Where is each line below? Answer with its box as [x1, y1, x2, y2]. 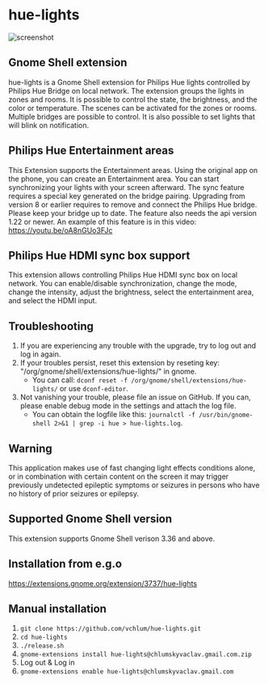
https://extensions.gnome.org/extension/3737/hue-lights [8, 578, 198, 588]
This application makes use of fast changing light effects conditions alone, [8, 463, 256, 472]
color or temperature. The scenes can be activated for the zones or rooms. [8, 103, 258, 112]
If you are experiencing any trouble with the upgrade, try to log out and [19, 341, 257, 351]
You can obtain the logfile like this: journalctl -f [31, 410, 196, 420]
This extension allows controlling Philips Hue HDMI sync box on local [8, 270, 238, 280]
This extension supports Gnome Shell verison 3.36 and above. [8, 534, 216, 543]
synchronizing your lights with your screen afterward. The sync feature [8, 182, 245, 192]
